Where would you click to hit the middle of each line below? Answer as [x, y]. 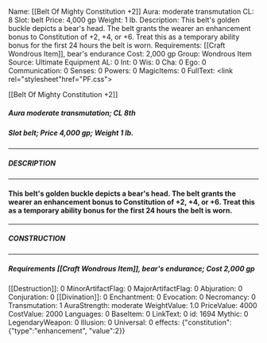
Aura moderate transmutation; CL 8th [72, 113]
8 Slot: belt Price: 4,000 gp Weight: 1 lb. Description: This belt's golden [124, 20]
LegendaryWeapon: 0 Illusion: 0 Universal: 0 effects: [94, 322]
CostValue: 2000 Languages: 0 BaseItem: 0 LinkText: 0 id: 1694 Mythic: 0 [128, 314]
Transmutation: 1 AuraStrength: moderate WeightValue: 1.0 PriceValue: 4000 [133, 306]
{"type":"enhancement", [48, 331]
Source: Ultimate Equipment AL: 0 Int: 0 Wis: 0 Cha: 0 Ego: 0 [107, 62]
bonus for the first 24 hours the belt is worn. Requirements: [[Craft [117, 45]
